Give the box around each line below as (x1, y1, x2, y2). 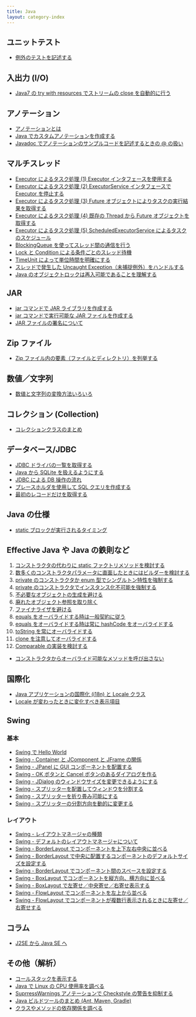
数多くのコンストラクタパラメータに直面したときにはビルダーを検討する (15, 569, 190, 576)
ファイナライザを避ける (15, 606, 72, 613)
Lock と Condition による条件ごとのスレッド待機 (15, 249, 132, 256)
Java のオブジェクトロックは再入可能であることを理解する (15, 271, 157, 278)
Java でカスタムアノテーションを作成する (15, 132, 116, 139)
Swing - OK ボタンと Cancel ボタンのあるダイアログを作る (15, 770, 157, 777)
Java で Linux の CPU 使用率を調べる (15, 982, 104, 989)
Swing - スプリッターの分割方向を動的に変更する (15, 800, 134, 807)
